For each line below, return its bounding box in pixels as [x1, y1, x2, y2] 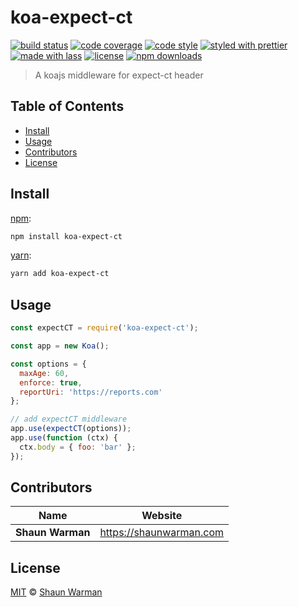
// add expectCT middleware [10, 414, 128, 425]
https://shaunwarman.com [99, 526, 225, 540]
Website [141, 509, 183, 523]
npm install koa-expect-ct [10, 231, 123, 241]
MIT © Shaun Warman [10, 586, 103, 598]
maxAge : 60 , [19, 368, 70, 378]
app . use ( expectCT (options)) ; [10, 424, 132, 434]
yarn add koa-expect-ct [10, 269, 110, 279]
